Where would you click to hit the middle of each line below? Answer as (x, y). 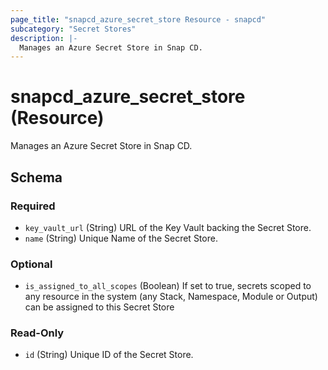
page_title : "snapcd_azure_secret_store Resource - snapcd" (138, 19)
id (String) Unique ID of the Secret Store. (109, 355)
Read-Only (37, 333)
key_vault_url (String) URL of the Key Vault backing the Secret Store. (168, 227)
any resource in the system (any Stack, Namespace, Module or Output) (171, 297)
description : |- (44, 38)
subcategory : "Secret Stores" (73, 29)
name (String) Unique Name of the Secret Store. (121, 238)
